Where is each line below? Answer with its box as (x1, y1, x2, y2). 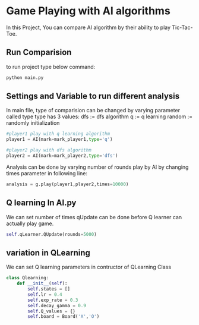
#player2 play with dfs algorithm (6, 147, 92, 153)
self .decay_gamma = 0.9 (27, 302, 86, 308)
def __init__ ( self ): (17, 280, 68, 286)
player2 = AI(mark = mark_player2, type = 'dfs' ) (6, 153, 118, 159)
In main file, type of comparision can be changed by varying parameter (6, 107, 180, 114)
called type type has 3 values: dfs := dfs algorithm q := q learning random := (6, 113, 193, 120)
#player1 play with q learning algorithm (6, 131, 110, 137)
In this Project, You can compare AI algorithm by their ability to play (6, 24, 171, 31)
